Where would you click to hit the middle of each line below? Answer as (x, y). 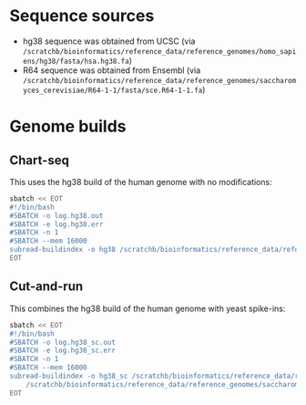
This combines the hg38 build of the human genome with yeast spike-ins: (148, 308)
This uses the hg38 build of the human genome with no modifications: (141, 182)
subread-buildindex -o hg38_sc (69, 376)
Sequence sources (82, 16)
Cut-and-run (46, 287)
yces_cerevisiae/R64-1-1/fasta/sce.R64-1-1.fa (112, 90)
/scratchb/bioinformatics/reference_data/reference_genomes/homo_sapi (159, 51)
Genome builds (68, 126)
